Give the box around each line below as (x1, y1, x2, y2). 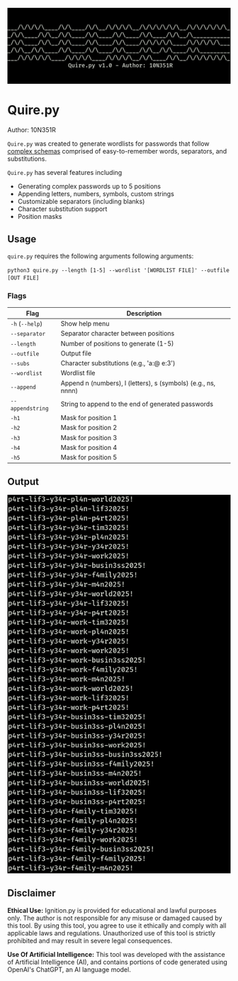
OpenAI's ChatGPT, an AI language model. (7, 965, 131, 974)
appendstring (10, 404, 49, 412)
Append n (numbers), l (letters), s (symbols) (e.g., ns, (60, 378, 216, 387)
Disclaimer (7, 887, 56, 899)
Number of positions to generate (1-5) (60, 339, 174, 348)
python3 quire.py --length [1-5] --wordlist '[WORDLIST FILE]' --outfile (7, 267, 230, 274)
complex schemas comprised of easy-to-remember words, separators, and (7, 147, 227, 156)
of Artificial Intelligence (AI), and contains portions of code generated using (7, 958, 228, 966)
